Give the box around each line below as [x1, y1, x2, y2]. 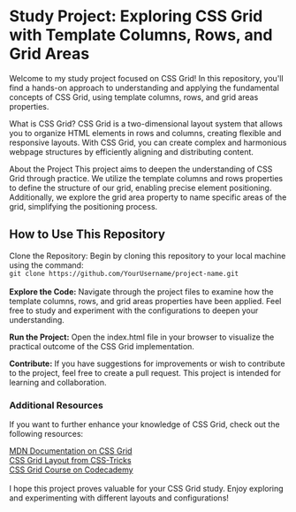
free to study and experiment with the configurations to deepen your [9, 305, 259, 316]
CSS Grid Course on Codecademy [9, 464, 134, 475]
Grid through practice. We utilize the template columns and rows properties [9, 172, 284, 183]
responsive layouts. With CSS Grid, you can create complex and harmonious [9, 137, 287, 148]
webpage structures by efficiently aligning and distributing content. [9, 146, 254, 157]
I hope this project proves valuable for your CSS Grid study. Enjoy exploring [9, 484, 285, 494]
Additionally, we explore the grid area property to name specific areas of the [9, 192, 287, 203]
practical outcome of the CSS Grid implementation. [9, 340, 194, 351]
